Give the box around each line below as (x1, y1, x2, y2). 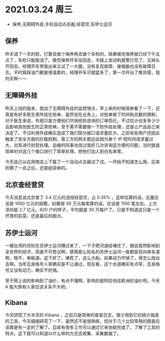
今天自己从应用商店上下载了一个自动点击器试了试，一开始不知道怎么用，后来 (5, 159, 160, 165)
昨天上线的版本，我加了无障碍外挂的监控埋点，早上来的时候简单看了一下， (5, 105, 156, 111)
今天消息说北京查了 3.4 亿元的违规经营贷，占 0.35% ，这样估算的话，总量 (5, 195, 155, 200)
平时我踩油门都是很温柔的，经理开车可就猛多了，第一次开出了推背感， (13, 69, 156, 75)
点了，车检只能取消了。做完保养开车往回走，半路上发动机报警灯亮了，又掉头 (5, 57, 160, 63)
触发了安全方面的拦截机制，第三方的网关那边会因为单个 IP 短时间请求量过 (5, 136, 154, 142)
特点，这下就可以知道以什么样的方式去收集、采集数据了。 (5, 331, 121, 336)
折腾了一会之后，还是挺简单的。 (5, 165, 70, 170)
